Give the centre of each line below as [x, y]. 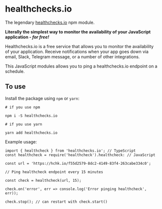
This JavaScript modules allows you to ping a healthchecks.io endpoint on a [81, 66]
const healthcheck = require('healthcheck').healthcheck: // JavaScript [80, 155]
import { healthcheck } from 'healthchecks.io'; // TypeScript [71, 151]
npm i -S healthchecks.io [31, 116]
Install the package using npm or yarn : [42, 98]
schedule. [15, 71]
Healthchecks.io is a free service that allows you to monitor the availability [80, 46]
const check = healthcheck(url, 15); [43, 180]
